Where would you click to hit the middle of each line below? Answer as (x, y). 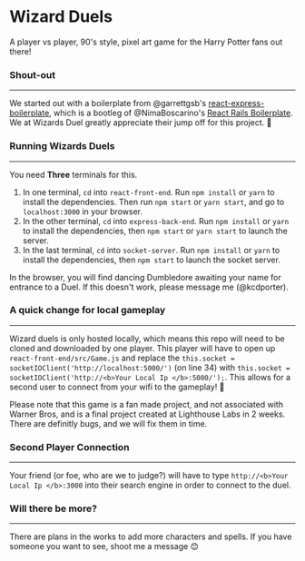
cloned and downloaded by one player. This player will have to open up (143, 348)
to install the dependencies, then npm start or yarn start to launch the (155, 231)
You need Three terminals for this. (74, 174)
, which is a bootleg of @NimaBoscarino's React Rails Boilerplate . (171, 113)
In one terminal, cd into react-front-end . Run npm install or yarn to (148, 192)
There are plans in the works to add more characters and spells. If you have (151, 536)
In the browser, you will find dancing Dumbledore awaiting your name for (145, 277)
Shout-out (33, 74)
